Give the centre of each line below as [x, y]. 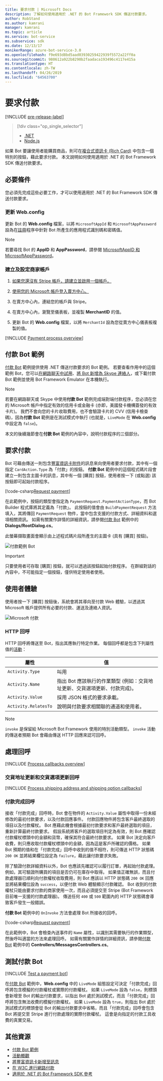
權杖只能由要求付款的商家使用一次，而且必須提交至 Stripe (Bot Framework [79, 890]
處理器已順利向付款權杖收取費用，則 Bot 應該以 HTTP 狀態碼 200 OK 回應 [81, 878]
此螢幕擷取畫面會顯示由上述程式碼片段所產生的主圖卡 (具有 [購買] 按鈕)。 [78, 536]
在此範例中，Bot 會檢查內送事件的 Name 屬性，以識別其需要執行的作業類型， [81, 933]
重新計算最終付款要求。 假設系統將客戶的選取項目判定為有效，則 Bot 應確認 [80, 832]
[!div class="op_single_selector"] [50, 126]
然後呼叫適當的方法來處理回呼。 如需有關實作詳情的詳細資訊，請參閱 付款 [78, 939]
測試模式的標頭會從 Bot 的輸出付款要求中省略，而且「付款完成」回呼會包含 [80, 1008]
